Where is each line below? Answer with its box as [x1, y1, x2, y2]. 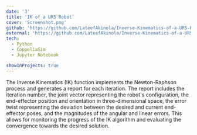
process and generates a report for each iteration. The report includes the [6, 85, 185, 92]
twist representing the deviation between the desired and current [6, 103, 164, 110]
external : [6, 30, 30, 36]
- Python [11, 41, 33, 47]
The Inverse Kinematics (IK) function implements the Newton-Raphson [6, 78, 177, 85]
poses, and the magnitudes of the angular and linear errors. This [26, 109, 182, 117]
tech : [6, 36, 19, 41]
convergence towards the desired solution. [6, 122, 110, 129]
